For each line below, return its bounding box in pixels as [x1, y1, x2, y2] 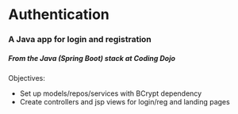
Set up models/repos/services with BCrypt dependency [19, 89, 202, 98]
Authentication [8, 6, 109, 24]
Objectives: [8, 74, 45, 83]
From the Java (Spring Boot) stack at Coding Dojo [8, 53, 176, 63]
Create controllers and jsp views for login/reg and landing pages [19, 97, 230, 107]
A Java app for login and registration [8, 34, 152, 45]
